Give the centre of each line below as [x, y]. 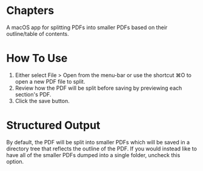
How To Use [37, 59]
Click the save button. [42, 101]
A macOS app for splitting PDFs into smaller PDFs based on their [87, 27]
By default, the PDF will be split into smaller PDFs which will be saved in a [98, 142]
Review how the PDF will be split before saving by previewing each [98, 88]
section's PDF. [33, 94]
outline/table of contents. [38, 33]
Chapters [30, 11]
